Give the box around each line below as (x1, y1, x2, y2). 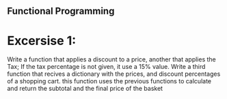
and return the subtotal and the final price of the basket (7, 85, 163, 93)
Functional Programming (7, 5, 115, 17)
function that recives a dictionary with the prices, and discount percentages (7, 70, 221, 78)
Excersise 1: (7, 33, 77, 48)
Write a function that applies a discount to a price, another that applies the (7, 55, 217, 63)
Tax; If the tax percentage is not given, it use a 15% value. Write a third (7, 63, 206, 71)
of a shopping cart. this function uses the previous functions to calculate (7, 77, 212, 85)
